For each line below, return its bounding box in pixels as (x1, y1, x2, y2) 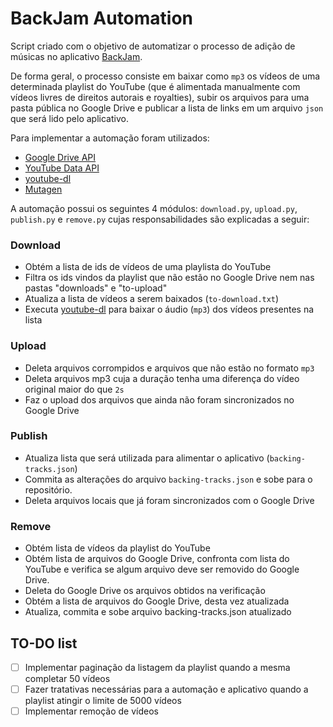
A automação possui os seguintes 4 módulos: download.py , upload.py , (10, 202, 298, 214)
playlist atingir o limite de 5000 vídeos (24, 695, 182, 707)
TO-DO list (10, 635, 78, 652)
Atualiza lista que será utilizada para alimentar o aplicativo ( (24, 452, 270, 464)
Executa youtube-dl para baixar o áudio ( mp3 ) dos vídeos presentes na (24, 303, 315, 316)
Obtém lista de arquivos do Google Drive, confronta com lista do (24, 553, 290, 565)
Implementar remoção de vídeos (24, 705, 159, 717)
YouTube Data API (24, 162, 100, 174)
